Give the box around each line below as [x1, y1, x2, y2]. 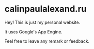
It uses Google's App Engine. [4, 29, 63, 34]
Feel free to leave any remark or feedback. [4, 38, 90, 44]
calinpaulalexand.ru [4, 3, 87, 15]
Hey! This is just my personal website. [4, 19, 80, 25]
